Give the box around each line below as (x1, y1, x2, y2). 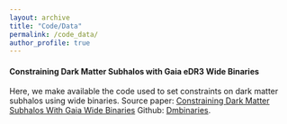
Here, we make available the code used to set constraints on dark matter (9, 86, 279, 97)
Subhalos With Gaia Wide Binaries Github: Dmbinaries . (9, 105, 211, 116)
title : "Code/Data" (9, 22, 83, 31)
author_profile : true (9, 38, 91, 48)
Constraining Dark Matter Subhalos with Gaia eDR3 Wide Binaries (9, 66, 259, 76)
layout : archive (9, 13, 70, 22)
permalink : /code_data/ (9, 30, 99, 39)
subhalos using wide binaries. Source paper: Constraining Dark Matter (9, 95, 270, 106)
